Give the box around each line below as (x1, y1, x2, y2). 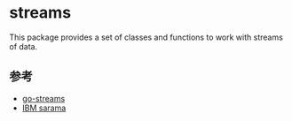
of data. (9, 41, 38, 51)
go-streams (21, 93, 66, 103)
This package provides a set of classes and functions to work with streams (9, 32, 284, 42)
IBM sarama (21, 102, 67, 113)
